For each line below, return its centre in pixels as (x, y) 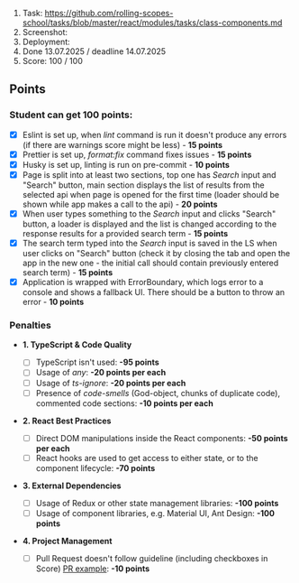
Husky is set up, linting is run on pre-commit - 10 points (126, 164)
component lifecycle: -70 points (95, 467)
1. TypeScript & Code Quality (77, 345)
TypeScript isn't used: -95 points (97, 362)
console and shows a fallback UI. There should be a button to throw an (154, 292)
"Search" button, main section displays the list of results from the (143, 185)
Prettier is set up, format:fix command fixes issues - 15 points (137, 154)
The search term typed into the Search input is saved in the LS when (149, 243)
